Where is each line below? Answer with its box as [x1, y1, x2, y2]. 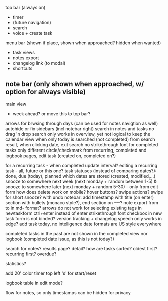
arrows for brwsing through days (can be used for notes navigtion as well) [5, 120, 158, 126]
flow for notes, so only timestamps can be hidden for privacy [5, 289, 131, 295]
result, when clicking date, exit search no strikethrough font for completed [5, 141, 158, 147]
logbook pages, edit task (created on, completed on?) [5, 153, 116, 159]
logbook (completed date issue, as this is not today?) [5, 236, 114, 242]
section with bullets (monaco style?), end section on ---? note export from [5, 199, 159, 205]
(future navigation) [12, 20, 51, 25]
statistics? [5, 260, 26, 266]
